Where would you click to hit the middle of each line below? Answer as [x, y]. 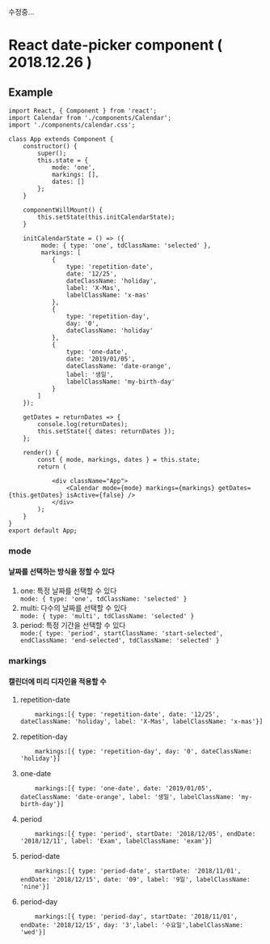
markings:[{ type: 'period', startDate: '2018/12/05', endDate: [146, 834]
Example [31, 92]
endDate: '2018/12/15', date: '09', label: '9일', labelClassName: [135, 880]
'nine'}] [35, 887]
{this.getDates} [36, 495]
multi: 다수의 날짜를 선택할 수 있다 [74, 608]
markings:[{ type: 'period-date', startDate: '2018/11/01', [138, 871]
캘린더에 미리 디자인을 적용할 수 [57, 681]
